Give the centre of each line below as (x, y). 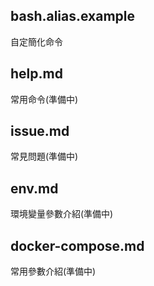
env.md (34, 188)
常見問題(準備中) (44, 156)
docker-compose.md (77, 245)
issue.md (40, 131)
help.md (36, 74)
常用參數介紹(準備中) (53, 271)
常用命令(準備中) (44, 99)
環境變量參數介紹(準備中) (62, 214)
